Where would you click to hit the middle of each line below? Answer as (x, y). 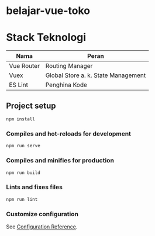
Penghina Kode (66, 85)
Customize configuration (42, 214)
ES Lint (18, 85)
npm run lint (22, 199)
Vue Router (24, 66)
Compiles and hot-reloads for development (69, 134)
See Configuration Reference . (42, 227)
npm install (20, 119)
